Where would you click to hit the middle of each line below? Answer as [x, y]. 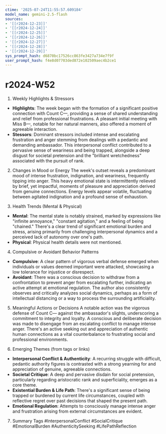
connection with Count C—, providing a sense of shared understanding [85, 113]
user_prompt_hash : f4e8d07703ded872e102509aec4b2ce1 [61, 60]
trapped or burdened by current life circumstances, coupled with [78, 396]
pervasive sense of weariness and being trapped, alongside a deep [81, 150]
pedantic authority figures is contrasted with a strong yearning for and [84, 364]
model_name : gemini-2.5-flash [36, 14]
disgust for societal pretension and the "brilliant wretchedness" [77, 156]
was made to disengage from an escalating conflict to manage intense [84, 324]
